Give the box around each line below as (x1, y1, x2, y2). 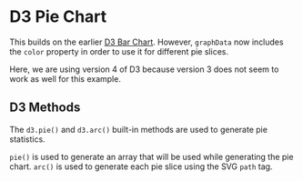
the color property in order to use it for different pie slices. (9, 45, 229, 56)
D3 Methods (9, 100, 81, 116)
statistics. (9, 134, 45, 145)
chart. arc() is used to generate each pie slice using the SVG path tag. (9, 161, 273, 172)
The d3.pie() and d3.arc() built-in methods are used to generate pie (9, 124, 268, 135)
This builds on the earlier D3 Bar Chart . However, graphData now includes (9, 36, 284, 47)
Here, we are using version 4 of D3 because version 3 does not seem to (9, 64, 279, 75)
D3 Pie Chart (9, 6, 107, 27)
